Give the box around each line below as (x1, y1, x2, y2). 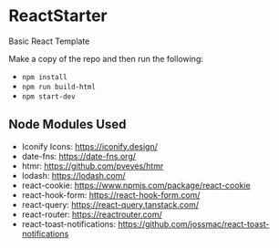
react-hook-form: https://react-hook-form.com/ (21, 189, 201, 201)
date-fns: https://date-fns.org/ (21, 150, 137, 161)
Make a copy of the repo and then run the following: (8, 53, 204, 64)
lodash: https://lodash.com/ (21, 170, 126, 181)
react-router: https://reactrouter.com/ (21, 209, 163, 220)
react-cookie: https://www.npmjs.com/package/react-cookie (21, 180, 252, 191)
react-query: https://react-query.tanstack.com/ (21, 199, 200, 210)
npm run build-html (21, 82, 97, 91)
